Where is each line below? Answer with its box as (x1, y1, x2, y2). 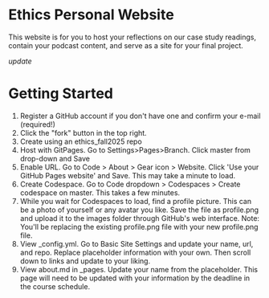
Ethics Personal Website (8, 6, 174, 24)
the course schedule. (19, 281, 91, 291)
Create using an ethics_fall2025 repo (19, 137, 142, 146)
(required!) (19, 119, 56, 129)
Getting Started (8, 84, 114, 103)
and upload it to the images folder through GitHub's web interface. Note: (19, 213, 259, 222)
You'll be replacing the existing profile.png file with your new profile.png (19, 222, 259, 231)
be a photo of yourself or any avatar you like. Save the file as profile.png (19, 205, 259, 214)
